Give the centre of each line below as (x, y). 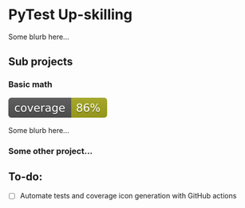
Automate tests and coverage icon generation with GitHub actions (128, 196)
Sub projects (41, 62)
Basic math (31, 84)
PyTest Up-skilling (71, 15)
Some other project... (51, 151)
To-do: (26, 177)
